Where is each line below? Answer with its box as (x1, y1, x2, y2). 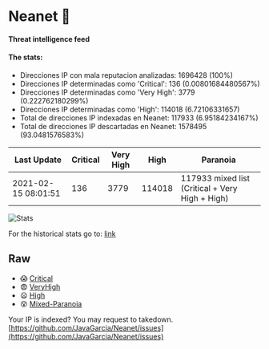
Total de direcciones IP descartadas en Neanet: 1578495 (19, 121, 207, 131)
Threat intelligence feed (8, 34, 90, 43)
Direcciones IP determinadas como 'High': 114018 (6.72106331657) (19, 104, 240, 114)
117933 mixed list (180, 172, 251, 184)
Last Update (14, 154, 62, 165)
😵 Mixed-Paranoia (19, 298, 82, 308)
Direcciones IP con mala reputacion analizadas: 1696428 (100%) (19, 70, 234, 79)
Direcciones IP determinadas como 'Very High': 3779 (19, 87, 195, 97)
